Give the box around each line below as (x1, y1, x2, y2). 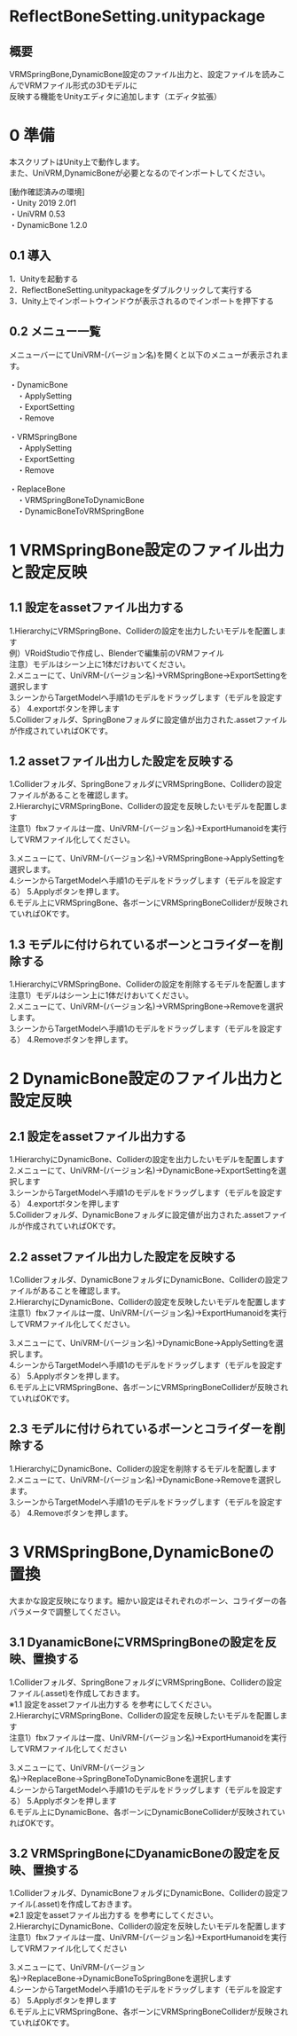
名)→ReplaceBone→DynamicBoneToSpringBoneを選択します (9, 1973, 232, 1984)
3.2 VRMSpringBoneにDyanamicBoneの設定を (9, 1845, 269, 1860)
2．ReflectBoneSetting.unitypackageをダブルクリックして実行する (9, 284, 253, 295)
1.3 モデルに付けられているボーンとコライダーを (9, 937, 272, 952)
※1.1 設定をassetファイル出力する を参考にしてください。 (9, 1699, 217, 1710)
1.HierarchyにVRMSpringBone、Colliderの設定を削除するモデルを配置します (9, 979, 286, 990)
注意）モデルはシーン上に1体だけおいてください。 (9, 658, 191, 669)
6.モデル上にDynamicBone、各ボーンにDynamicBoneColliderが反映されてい (9, 1806, 285, 1817)
